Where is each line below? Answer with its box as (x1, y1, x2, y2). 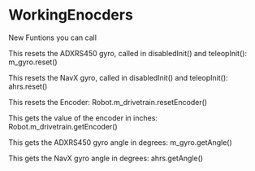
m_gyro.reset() (8, 57, 58, 67)
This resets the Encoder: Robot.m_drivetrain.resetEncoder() (8, 97, 208, 107)
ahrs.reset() (8, 81, 48, 91)
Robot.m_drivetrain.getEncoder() (8, 121, 118, 131)
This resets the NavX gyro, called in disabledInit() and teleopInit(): (8, 72, 229, 82)
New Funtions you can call (8, 33, 97, 42)
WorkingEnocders (8, 6, 134, 24)
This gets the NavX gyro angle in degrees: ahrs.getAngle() (8, 153, 204, 163)
